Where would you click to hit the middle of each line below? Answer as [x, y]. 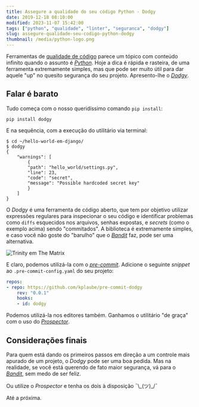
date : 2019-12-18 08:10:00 [40, 17]
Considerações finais [47, 340]
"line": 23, [43, 173]
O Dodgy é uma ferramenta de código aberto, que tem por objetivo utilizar [97, 210]
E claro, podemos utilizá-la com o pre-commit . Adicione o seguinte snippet [98, 264]
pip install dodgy [29, 119]
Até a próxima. [24, 398]
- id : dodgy [32, 304]
